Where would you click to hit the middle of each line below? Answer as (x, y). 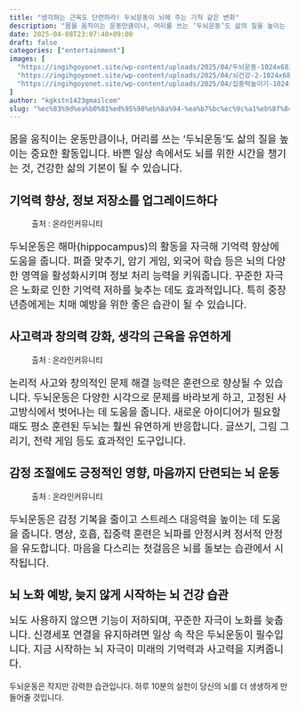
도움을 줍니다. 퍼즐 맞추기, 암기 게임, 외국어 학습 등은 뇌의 (137, 262)
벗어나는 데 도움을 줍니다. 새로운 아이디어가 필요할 (169, 412)
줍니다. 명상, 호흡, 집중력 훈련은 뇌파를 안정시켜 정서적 (141, 534)
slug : (19, 109)
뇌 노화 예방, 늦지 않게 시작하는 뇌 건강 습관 (119, 595)
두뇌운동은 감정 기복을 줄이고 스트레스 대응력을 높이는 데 (134, 519)
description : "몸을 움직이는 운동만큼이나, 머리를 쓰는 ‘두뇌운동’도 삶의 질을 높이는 (148, 26)
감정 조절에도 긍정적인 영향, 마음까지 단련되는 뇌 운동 (145, 473)
